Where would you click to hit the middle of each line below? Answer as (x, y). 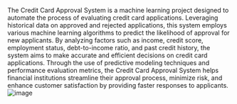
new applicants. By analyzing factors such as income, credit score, (106, 40)
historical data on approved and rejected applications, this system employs (117, 25)
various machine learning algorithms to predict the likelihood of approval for (118, 33)
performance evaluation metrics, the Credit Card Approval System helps (113, 70)
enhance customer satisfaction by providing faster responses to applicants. (118, 85)
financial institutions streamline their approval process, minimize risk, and (115, 78)
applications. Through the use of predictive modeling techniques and (109, 63)
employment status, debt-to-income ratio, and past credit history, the (109, 48)
